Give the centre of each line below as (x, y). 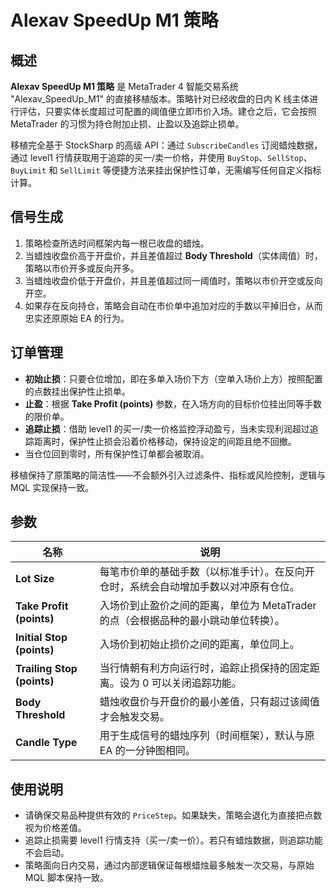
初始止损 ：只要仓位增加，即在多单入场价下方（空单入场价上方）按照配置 (173, 378)
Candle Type (46, 743)
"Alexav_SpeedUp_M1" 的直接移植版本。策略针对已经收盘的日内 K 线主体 (160, 99)
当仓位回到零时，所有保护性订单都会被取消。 (117, 453)
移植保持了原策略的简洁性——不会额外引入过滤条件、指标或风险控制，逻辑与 (168, 475)
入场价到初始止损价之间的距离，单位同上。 (199, 644)
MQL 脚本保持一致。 (67, 878)
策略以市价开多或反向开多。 (82, 268)
